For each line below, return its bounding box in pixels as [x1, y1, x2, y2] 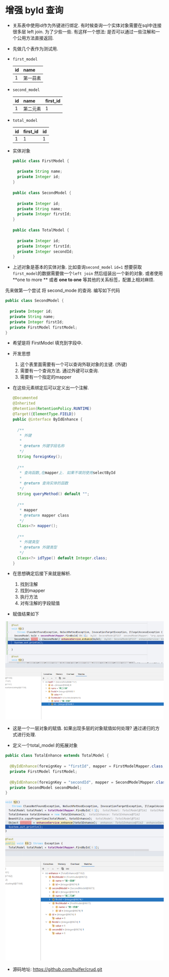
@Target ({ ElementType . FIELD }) [12, 411, 76, 417]
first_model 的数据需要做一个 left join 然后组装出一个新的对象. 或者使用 [12, 270, 163, 276]
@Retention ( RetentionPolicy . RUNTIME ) [12, 406, 92, 411]
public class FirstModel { [12, 158, 69, 163]
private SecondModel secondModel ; [10, 785, 82, 790]
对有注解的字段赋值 [20, 600, 60, 607]
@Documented [12, 395, 38, 401]
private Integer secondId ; [17, 249, 74, 254]
